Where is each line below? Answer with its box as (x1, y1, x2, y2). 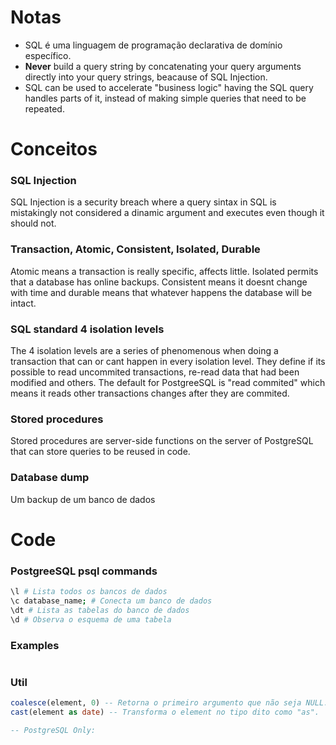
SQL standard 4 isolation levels (10, 322, 165, 336)
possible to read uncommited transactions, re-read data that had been (10, 366, 300, 378)
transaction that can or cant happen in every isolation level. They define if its (10, 356, 326, 368)
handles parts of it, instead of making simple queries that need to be (24, 92, 307, 104)
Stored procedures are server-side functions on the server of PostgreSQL (10, 435, 314, 447)
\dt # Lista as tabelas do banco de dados (10, 605, 190, 615)
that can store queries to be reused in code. (10, 446, 191, 458)
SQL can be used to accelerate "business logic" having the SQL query (24, 81, 314, 93)
